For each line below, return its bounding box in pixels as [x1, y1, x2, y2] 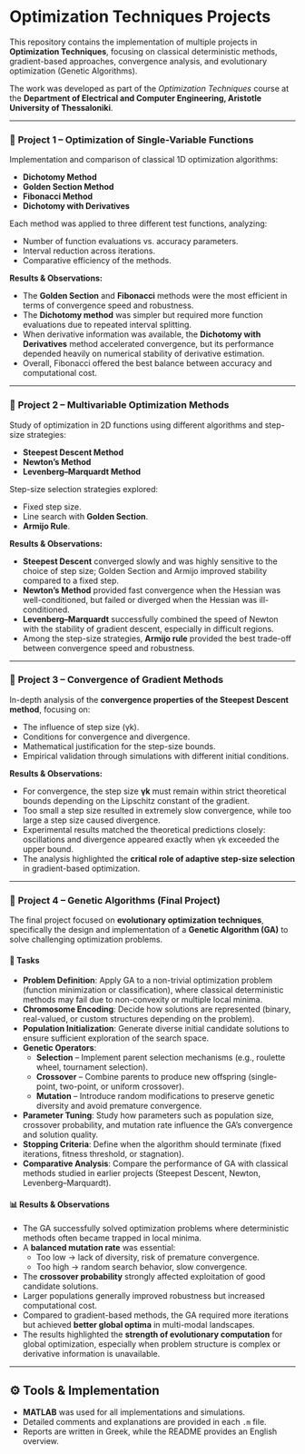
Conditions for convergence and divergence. [22, 731, 191, 742]
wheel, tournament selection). [35, 1062, 148, 1073]
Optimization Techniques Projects [9, 6, 271, 27]
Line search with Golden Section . [22, 510, 149, 521]
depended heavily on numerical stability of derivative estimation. [22, 348, 265, 360]
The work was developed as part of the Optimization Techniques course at [9, 83, 290, 94]
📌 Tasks [9, 954, 40, 965]
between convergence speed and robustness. [22, 642, 195, 653]
